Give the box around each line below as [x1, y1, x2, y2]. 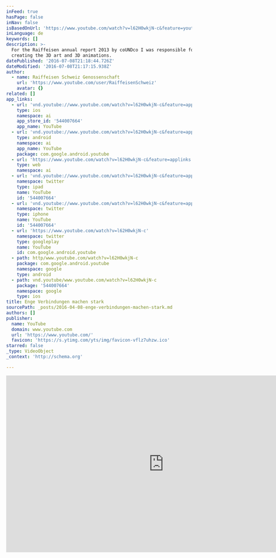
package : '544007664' [17, 282, 70, 289]
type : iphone [17, 212, 49, 217]
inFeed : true [6, 8, 38, 15]
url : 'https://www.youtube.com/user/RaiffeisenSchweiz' [17, 80, 157, 86]
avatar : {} [17, 85, 44, 91]
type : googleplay [17, 239, 60, 245]
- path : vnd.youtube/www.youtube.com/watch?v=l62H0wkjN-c [11, 277, 157, 283]
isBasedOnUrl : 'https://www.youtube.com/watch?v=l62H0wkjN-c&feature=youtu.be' [6, 25, 208, 31]
